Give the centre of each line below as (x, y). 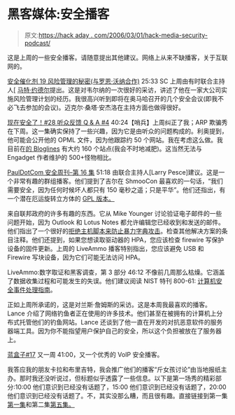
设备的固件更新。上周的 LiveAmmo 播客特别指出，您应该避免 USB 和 (106, 248)
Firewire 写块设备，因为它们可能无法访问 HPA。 (76, 257)
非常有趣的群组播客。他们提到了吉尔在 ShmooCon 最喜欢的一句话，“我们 (118, 181)
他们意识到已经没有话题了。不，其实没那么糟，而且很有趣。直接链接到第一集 (117, 395)
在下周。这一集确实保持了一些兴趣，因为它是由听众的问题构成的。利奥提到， (117, 131)
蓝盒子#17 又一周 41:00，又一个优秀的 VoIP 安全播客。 (85, 354)
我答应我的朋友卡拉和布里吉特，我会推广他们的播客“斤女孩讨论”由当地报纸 (114, 369)
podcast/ (37, 43)
